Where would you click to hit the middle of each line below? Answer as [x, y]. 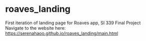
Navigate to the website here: [35, 28]
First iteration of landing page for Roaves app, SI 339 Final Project [73, 23]
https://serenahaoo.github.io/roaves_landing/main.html [62, 33]
